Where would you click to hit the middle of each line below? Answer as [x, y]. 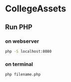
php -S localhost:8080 [28, 51]
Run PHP [19, 27]
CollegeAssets [36, 9]
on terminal [19, 64]
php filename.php [23, 75]
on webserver [22, 41]
